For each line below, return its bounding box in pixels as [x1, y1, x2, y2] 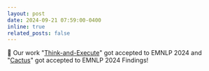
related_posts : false [7, 29, 71, 37]
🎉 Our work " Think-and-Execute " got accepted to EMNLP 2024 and [7, 49, 202, 57]
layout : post [7, 10, 45, 17]
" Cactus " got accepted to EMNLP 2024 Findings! [7, 56, 149, 65]
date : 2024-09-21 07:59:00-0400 [7, 17, 101, 24]
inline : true [7, 23, 45, 30]
